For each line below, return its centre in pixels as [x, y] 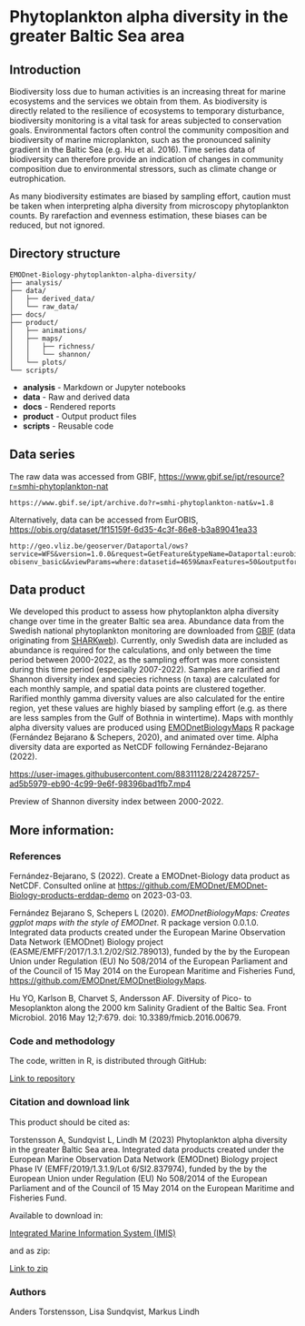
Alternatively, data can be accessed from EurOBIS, [104, 520]
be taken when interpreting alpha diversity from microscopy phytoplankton [149, 206]
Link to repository [42, 1078]
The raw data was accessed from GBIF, [83, 476]
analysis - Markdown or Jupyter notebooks [104, 387]
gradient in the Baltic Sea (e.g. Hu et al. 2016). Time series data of [133, 149]
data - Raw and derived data [76, 397]
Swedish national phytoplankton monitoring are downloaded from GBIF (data [152, 631]
